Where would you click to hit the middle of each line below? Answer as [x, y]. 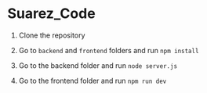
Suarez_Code [51, 14]
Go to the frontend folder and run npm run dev [93, 80]
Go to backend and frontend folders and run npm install [109, 50]
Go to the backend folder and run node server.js [98, 65]
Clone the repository [52, 35]
